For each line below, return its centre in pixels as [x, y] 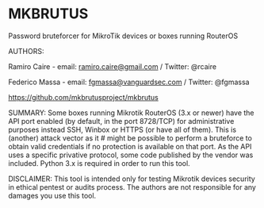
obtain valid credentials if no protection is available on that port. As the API [130, 146]
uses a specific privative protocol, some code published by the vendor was [131, 155]
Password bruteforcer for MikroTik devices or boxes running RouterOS [123, 36]
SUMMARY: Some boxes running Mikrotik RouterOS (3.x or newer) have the [132, 113]
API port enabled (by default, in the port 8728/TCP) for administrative [121, 121]
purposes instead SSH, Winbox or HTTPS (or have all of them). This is [122, 129]
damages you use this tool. [52, 195]
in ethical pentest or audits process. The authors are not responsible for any [132, 187]
